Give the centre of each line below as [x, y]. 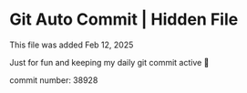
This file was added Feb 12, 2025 [72, 45]
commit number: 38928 [54, 80]
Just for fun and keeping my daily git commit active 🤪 [109, 62]
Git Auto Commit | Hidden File [124, 20]
